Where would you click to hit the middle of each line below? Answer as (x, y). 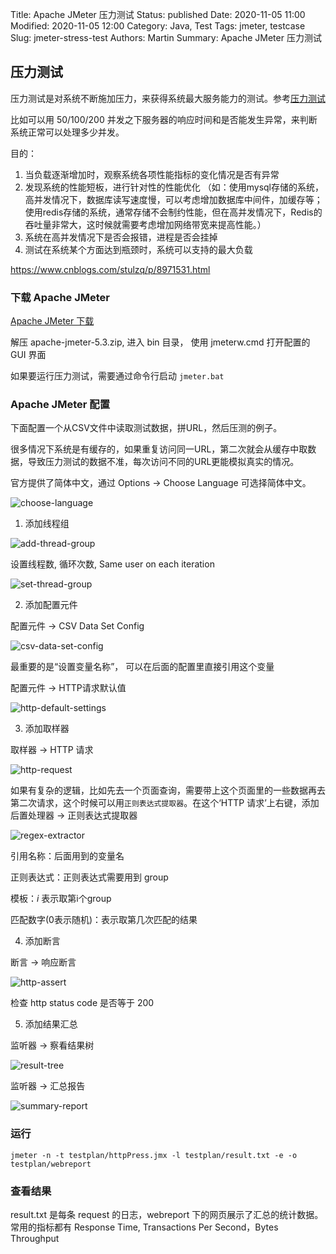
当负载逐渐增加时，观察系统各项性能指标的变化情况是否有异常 (152, 174)
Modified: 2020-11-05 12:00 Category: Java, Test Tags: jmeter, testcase (158, 26)
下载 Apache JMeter (60, 297)
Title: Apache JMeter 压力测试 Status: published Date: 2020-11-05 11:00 (158, 14)
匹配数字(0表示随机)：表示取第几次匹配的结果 (104, 920)
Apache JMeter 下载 (52, 321)
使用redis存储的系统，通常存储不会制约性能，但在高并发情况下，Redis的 (173, 212)
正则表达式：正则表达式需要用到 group (89, 877)
